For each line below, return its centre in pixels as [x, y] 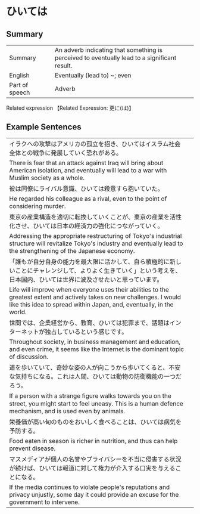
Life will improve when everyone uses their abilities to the [89, 290]
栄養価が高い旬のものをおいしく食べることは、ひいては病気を [96, 422]
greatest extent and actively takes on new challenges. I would [95, 297]
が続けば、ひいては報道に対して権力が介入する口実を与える [92, 468]
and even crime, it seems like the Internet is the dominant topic [97, 349]
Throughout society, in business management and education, [95, 342]
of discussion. [29, 357]
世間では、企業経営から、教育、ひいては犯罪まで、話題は [89, 323]
